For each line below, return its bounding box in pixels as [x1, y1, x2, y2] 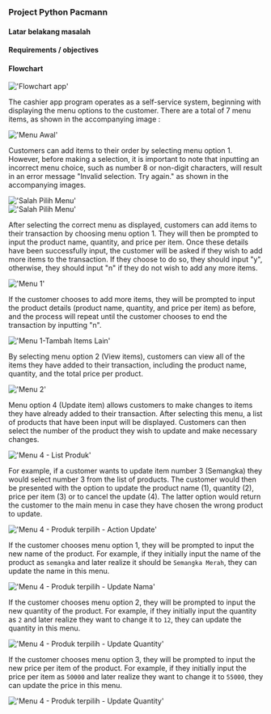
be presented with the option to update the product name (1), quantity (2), [8, 483, 255, 493]
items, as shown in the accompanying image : [8, 114, 161, 124]
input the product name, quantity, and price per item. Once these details [8, 237, 249, 247]
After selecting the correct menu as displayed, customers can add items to [8, 220, 257, 230]
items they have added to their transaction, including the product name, [8, 360, 247, 370]
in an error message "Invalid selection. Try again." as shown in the [8, 172, 229, 181]
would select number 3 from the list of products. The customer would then [8, 474, 256, 484]
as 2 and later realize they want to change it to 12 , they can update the [8, 614, 242, 625]
